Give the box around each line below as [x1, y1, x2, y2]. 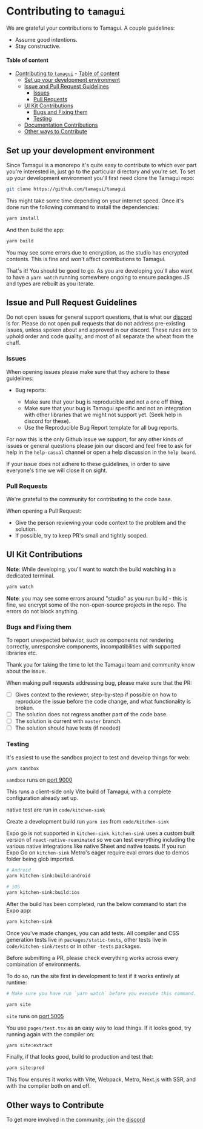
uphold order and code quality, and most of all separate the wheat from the [6, 333, 194, 340]
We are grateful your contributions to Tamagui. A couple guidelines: [6, 24, 175, 32]
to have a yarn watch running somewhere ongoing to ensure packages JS [6, 273, 190, 281]
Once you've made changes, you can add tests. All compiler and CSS [6, 929, 180, 937]
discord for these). [24, 417, 71, 425]
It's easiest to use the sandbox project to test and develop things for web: [6, 753, 190, 761]
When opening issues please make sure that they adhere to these [6, 368, 170, 375]
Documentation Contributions [24, 121, 98, 128]
